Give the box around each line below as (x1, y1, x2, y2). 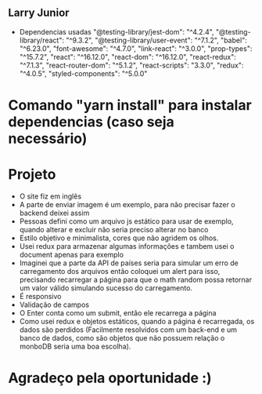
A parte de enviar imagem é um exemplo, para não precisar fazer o (19, 199, 236, 209)
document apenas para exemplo (19, 250, 124, 259)
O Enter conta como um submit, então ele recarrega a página (19, 308, 217, 317)
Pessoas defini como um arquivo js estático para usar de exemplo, (19, 216, 234, 226)
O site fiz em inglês (19, 192, 82, 201)
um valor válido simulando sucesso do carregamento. (19, 283, 193, 293)
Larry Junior (8, 6, 70, 20)
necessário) (8, 130, 88, 148)
